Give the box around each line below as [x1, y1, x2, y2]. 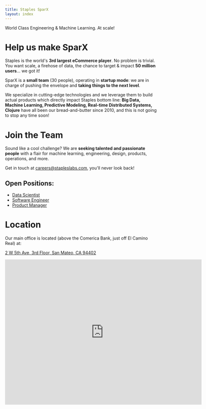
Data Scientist [12, 192, 40, 198]
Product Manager [12, 202, 47, 208]
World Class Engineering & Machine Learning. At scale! [5, 25, 115, 30]
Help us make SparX [5, 42, 88, 53]
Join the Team [5, 129, 63, 140]
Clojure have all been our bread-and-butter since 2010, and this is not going [5, 107, 157, 113]
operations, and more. [5, 156, 49, 162]
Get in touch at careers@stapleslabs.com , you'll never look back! [5, 165, 134, 171]
